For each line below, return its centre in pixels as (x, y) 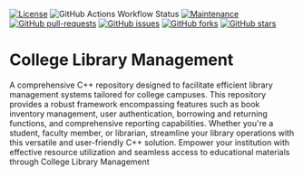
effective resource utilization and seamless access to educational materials (150, 152)
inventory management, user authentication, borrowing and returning (138, 114)
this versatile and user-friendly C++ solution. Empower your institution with (150, 142)
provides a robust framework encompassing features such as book (135, 104)
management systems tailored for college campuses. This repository (138, 94)
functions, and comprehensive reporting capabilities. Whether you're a (142, 123)
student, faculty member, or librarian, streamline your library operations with (152, 133)
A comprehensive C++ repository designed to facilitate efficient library (142, 85)
